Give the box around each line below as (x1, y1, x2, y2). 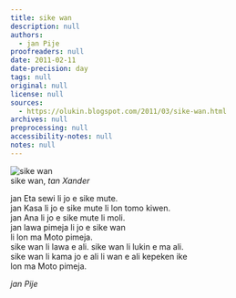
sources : (10, 98, 44, 108)
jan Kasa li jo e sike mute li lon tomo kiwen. (10, 202, 171, 213)
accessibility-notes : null (10, 132, 113, 141)
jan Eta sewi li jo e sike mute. (10, 192, 118, 203)
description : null (10, 22, 80, 31)
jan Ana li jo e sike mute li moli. (10, 211, 126, 223)
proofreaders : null (10, 47, 85, 57)
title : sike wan (10, 13, 72, 23)
